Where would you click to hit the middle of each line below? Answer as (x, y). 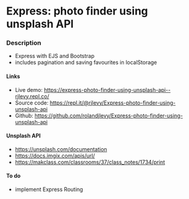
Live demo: (29, 90)
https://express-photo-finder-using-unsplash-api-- (107, 90)
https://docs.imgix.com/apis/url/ (55, 155)
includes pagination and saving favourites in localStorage (86, 62)
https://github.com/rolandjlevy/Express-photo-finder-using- (109, 116)
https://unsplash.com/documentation (61, 149)
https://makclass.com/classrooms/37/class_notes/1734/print (90, 162)
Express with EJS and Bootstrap (55, 56)
